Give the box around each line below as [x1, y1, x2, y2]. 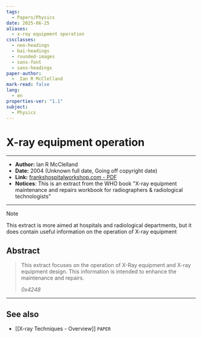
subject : [6, 103, 28, 110]
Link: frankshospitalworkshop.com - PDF [14, 174, 117, 181]
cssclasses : [6, 37, 36, 43]
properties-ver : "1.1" [6, 98, 63, 104]
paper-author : [6, 70, 42, 76]
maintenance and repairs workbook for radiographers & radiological [14, 186, 183, 194]
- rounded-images [11, 54, 55, 60]
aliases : [6, 25, 28, 32]
